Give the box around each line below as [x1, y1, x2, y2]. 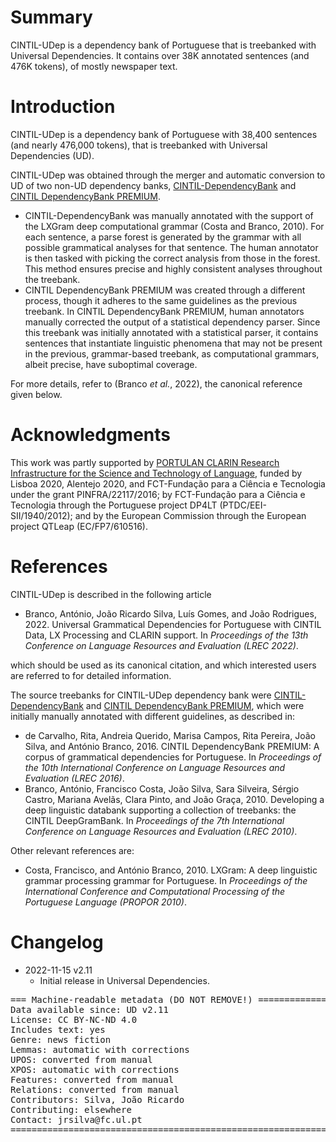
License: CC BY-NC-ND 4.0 [10, 1014, 138, 1025]
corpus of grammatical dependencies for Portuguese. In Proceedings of [24, 751, 322, 763]
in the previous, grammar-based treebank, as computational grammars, [24, 347, 320, 360]
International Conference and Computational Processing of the [24, 885, 286, 897]
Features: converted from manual [10, 1074, 175, 1085]
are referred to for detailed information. [10, 669, 172, 681]
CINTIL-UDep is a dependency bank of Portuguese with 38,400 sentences [10, 128, 318, 140]
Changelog [10, 931, 104, 953]
